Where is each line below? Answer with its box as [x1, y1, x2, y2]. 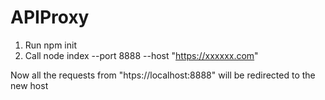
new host [10, 79, 49, 91]
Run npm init [24, 39, 77, 51]
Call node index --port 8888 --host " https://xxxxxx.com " [24, 49, 259, 61]
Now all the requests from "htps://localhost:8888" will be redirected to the [10, 69, 316, 81]
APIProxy [10, 6, 90, 29]
